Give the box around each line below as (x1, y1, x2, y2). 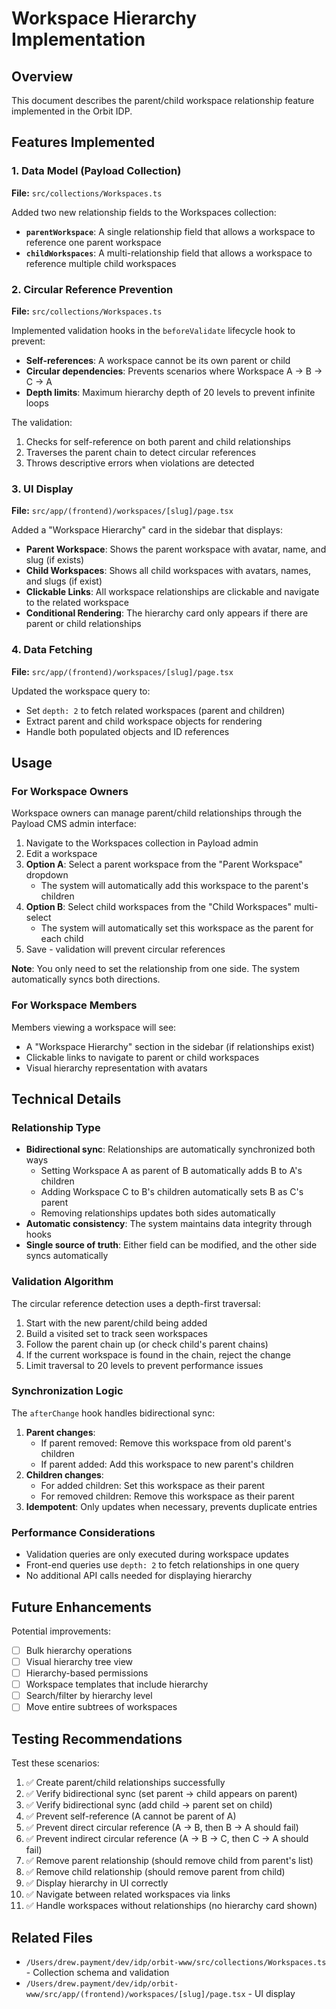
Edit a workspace (25, 848, 98, 860)
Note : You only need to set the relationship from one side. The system (11, 963, 301, 975)
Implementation (11, 28, 146, 51)
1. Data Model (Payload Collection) (11, 164, 182, 178)
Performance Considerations (11, 1525, 156, 1539)
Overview (11, 68, 74, 85)
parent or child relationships (25, 618, 142, 630)
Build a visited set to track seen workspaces (25, 1327, 208, 1339)
